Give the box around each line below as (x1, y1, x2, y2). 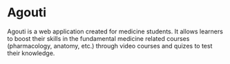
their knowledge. (7, 49, 55, 57)
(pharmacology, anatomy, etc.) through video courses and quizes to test (7, 42, 213, 50)
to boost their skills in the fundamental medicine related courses (7, 34, 190, 42)
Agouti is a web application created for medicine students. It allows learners (7, 27, 223, 35)
